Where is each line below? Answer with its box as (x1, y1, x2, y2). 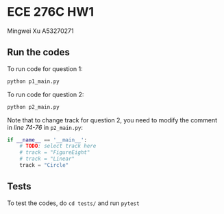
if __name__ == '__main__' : (7, 136, 88, 144)
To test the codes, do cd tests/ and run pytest (7, 199, 140, 207)
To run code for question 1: (7, 64, 84, 72)
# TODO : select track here (19, 143, 97, 150)
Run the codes (7, 46, 70, 58)
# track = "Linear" (19, 155, 75, 163)
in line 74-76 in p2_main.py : (7, 123, 84, 131)
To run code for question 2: (7, 90, 84, 98)
